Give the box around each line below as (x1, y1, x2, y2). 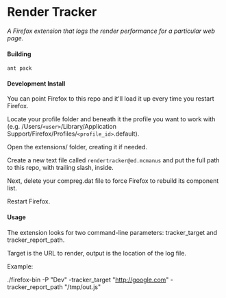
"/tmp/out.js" (64, 282, 101, 291)
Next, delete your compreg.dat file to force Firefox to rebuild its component (7, 177, 219, 185)
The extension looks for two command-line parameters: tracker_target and (7, 228, 218, 236)
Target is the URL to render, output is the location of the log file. (7, 249, 187, 257)
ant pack (7, 65, 32, 72)
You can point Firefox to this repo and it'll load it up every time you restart (7, 95, 214, 103)
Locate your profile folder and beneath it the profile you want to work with (7, 115, 216, 123)
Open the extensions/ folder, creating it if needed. (7, 143, 148, 151)
